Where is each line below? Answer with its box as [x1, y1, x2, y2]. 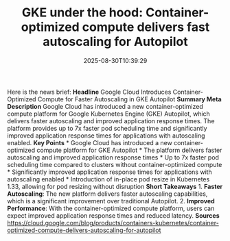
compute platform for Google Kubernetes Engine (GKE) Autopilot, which [7, 110, 211, 118]
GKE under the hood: [21, 5, 143, 21]
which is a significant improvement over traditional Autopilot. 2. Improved [7, 196, 215, 205]
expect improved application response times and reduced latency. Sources [7, 211, 220, 220]
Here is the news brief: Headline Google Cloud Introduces [7, 88, 172, 96]
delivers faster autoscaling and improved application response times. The [7, 116, 215, 125]
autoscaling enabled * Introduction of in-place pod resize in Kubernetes [7, 175, 210, 183]
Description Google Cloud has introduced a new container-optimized [7, 102, 204, 110]
